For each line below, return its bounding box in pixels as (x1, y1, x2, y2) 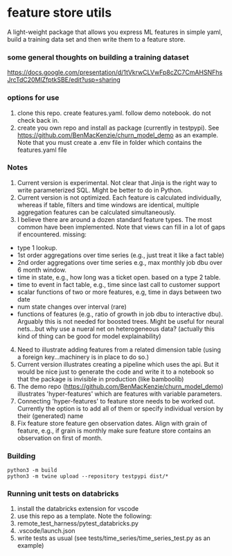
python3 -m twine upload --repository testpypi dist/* (7, 473, 169, 480)
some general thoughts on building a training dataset (7, 52, 189, 62)
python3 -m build (7, 467, 57, 474)
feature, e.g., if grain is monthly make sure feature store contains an (17, 426, 211, 435)
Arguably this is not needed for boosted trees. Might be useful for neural (17, 317, 224, 325)
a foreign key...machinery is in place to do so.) (17, 352, 150, 361)
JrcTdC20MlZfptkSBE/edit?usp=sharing (7, 76, 121, 84)
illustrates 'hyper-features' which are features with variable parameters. (17, 390, 222, 398)
